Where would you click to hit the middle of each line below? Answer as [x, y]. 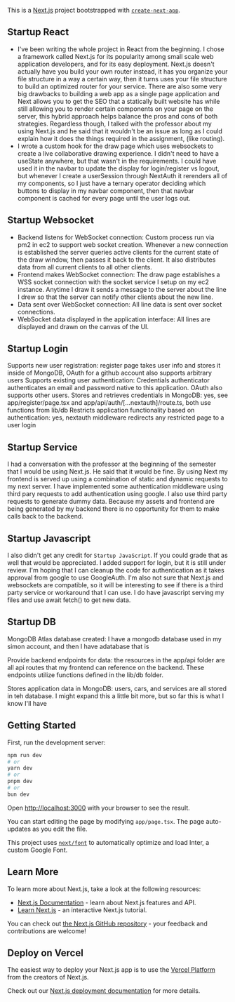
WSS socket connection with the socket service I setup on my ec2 [113, 282]
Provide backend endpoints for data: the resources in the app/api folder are [116, 660]
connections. [36, 312]
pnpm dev [20, 782]
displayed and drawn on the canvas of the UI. [83, 326]
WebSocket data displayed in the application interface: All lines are [114, 319]
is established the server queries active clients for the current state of [118, 252]
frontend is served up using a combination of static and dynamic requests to [117, 479]
